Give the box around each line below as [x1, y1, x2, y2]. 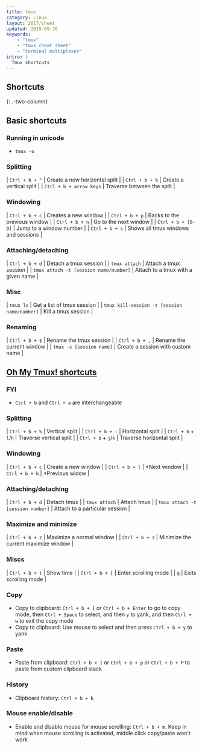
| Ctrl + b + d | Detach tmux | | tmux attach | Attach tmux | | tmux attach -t [6, 499, 197, 506]
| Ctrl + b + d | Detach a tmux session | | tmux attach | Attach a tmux [6, 260, 180, 267]
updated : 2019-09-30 [6, 25, 58, 32]
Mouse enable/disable [6, 709, 74, 718]
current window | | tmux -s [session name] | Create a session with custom [6, 343, 191, 350]
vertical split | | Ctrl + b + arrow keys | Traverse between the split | [6, 183, 175, 190]
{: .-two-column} [6, 98, 48, 105]
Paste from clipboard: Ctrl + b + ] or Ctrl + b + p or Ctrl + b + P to [14, 659, 190, 666]
